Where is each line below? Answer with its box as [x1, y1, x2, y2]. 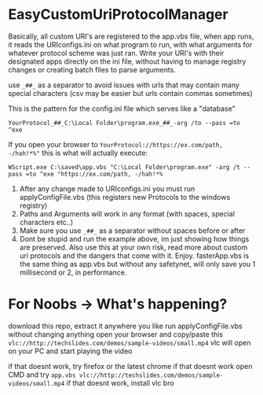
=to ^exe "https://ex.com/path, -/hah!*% [25, 170, 163, 178]
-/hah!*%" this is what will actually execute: [8, 148, 148, 157]
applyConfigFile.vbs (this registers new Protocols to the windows [19, 192, 231, 201]
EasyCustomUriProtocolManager [8, 6, 229, 24]
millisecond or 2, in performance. [19, 268, 127, 277]
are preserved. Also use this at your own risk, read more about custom [19, 242, 248, 252]
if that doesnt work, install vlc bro [66, 378, 174, 387]
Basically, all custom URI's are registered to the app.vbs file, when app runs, [8, 31, 254, 41]
